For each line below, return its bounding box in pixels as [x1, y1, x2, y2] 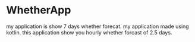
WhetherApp [6, 3, 71, 17]
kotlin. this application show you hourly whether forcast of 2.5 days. [6, 29, 172, 36]
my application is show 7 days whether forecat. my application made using [6, 23, 189, 30]
